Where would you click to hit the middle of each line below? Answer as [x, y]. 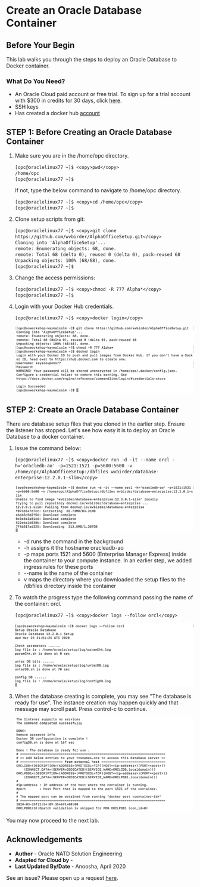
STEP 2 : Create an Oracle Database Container [93, 409]
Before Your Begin [40, 45]
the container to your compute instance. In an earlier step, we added [108, 560]
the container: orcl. [38, 603]
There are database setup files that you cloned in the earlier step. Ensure [96, 424]
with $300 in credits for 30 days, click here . [68, 101]
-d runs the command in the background [73, 541]
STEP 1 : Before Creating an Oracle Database [89, 132]
